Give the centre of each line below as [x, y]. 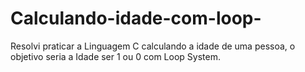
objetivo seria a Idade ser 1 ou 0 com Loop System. [115, 56]
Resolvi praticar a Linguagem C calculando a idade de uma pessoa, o [153, 46]
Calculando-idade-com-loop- [136, 18]
